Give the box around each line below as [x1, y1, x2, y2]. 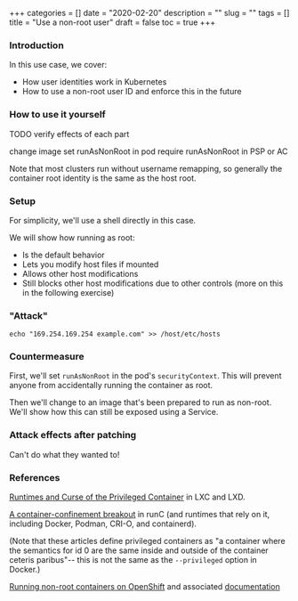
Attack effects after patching [9, 429, 137, 442]
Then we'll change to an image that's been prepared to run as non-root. [9, 397, 272, 408]
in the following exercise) [21, 287, 115, 297]
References [9, 471, 60, 483]
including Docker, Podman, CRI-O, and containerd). [9, 518, 197, 529]
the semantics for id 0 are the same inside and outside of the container [9, 545, 269, 556]
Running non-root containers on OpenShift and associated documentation [9, 581, 280, 592]
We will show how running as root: [9, 231, 135, 243]
